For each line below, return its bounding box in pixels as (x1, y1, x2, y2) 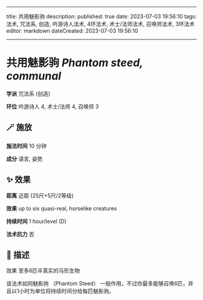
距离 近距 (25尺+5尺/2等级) (6, 192, 74, 199)
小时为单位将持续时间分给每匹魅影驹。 (19, 287, 115, 295)
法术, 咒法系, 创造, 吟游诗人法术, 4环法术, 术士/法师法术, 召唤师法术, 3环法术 (6, 21, 195, 27)
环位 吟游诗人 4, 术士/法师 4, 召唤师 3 (6, 102, 99, 110)
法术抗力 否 (6, 230, 34, 238)
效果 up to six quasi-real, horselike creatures (6, 204, 117, 212)
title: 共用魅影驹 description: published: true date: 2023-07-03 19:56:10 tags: (6, 13, 197, 20)
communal (6, 69, 62, 83)
